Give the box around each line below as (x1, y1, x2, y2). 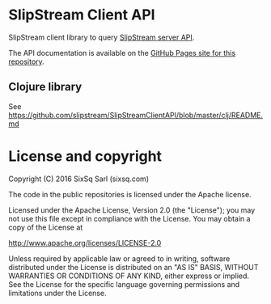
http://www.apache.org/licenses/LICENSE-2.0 (8, 238, 162, 247)
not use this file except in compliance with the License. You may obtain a (8, 213, 251, 223)
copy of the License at (8, 222, 83, 232)
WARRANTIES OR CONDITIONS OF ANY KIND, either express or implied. (8, 271, 249, 281)
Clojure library (8, 80, 83, 94)
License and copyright (8, 147, 163, 165)
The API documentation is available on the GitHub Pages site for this (8, 48, 236, 57)
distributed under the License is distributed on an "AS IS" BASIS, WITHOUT (8, 262, 259, 272)
